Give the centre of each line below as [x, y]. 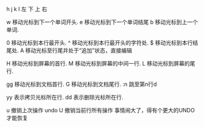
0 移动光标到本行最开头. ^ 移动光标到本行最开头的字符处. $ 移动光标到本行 [100, 43]
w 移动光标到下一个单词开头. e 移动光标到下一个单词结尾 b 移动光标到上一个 [102, 22]
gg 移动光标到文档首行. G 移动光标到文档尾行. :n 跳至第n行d [82, 84]
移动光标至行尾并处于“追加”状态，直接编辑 [79, 50]
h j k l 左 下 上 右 [27, 9]
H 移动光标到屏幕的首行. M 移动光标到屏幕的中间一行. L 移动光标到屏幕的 [98, 63]
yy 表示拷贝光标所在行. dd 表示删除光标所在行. [65, 97]
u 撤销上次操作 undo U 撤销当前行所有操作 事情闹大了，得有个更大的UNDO [100, 110]
